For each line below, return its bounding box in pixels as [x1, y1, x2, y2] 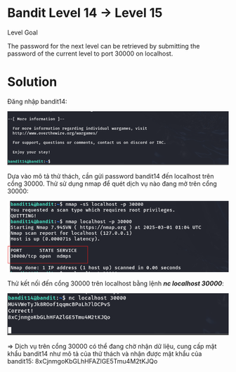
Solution [7, 74, 58, 90]
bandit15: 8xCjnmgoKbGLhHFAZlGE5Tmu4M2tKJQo [7, 357, 158, 366]
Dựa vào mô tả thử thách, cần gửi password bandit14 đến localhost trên [7, 172, 214, 180]
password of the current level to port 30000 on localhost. [7, 49, 173, 58]
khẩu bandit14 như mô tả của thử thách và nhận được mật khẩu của [7, 349, 202, 358]
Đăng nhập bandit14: [7, 97, 68, 105]
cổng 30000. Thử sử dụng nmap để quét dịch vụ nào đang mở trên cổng [7, 179, 218, 188]
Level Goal [7, 28, 39, 37]
